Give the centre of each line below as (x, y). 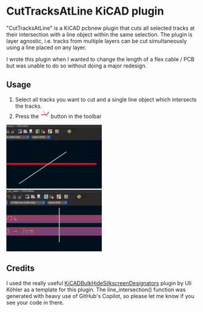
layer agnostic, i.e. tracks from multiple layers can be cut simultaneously (97, 41)
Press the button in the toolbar (58, 116)
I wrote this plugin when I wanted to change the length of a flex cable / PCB (101, 59)
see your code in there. (35, 302)
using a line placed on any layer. (46, 47)
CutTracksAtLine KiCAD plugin (85, 11)
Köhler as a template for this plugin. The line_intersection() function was (96, 289)
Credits (21, 269)
